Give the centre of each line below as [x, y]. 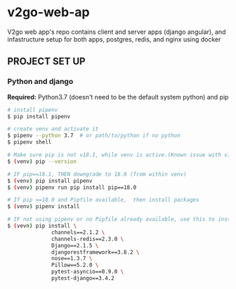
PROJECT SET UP [46, 62]
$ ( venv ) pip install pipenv [50, 180]
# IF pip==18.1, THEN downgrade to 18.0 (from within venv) [97, 174]
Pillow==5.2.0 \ [75, 265]
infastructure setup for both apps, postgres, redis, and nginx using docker [114, 39]
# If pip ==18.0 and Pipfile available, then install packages [103, 200]
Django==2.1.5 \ [75, 245]
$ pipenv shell [29, 142]
